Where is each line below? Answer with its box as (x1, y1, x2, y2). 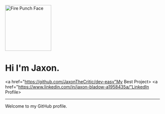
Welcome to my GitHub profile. (5, 103, 67, 109)
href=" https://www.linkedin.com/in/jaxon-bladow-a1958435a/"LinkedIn (5, 84, 149, 90)
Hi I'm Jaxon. (5, 63, 60, 74)
